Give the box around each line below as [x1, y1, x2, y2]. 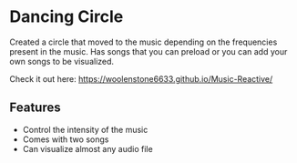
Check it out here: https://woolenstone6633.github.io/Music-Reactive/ [9, 73, 273, 84]
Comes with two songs [22, 134, 109, 145]
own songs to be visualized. [9, 56, 115, 66]
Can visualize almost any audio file [22, 143, 153, 154]
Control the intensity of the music [22, 124, 148, 135]
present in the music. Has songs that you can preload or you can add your [9, 46, 288, 56]
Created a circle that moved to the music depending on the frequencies [9, 36, 278, 47]
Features [9, 100, 61, 116]
